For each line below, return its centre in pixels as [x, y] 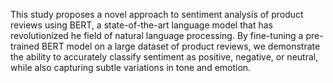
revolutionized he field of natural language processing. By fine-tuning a [157, 35]
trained [25, 46]
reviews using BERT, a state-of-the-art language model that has [141, 25]
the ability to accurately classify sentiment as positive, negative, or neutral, [164, 57]
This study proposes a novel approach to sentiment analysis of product [157, 14]
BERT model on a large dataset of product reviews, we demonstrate [181, 46]
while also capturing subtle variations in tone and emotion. [131, 67]
